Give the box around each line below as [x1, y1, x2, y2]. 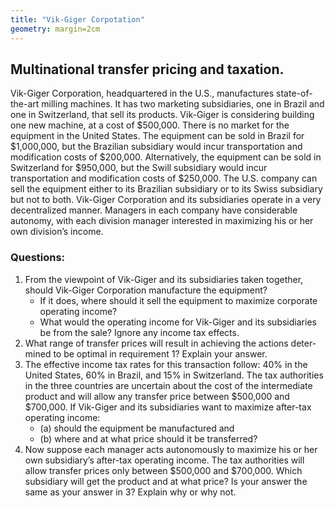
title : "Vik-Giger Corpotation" [10, 14, 145, 25]
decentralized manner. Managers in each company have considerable [10, 204, 298, 216]
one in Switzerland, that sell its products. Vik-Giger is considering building [10, 109, 315, 121]
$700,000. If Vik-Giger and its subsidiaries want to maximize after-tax [24, 401, 312, 413]
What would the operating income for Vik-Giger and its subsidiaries [39, 316, 317, 328]
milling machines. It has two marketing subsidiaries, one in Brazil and [41, 98, 325, 110]
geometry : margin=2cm [10, 24, 101, 34]
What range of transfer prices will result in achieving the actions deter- [24, 337, 317, 349]
